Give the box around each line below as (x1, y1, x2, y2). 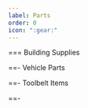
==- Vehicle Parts (8, 63, 65, 73)
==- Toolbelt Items (8, 78, 69, 88)
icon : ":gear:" (8, 26, 58, 34)
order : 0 (8, 19, 37, 27)
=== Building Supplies (8, 48, 80, 58)
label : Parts (8, 11, 51, 20)
